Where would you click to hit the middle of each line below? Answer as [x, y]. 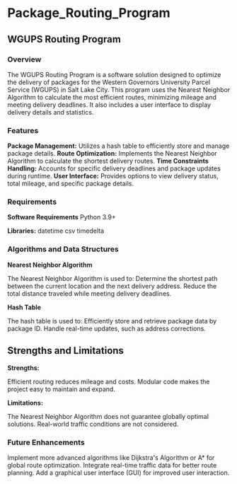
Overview [24, 59]
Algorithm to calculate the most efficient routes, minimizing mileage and [112, 97]
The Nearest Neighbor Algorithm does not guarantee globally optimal [108, 416]
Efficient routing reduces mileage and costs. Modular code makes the [109, 381]
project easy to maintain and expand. [61, 389]
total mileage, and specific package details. [71, 184]
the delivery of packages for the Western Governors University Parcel [109, 82]
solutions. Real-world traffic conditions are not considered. [93, 424]
